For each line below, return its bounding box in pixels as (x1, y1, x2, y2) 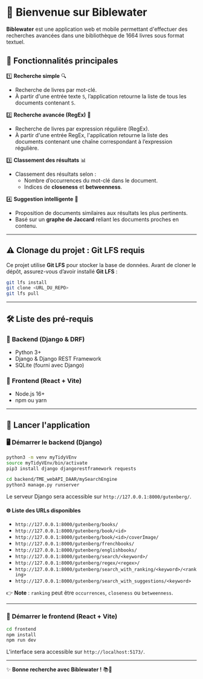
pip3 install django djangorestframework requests (6, 465, 137, 472)
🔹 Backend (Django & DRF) (6, 335, 85, 343)
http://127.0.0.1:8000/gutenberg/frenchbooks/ (14, 541, 135, 547)
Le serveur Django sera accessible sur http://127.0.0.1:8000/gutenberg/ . (6, 493, 192, 500)
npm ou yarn (14, 397, 47, 404)
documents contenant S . (14, 99, 76, 106)
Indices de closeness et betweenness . (24, 183, 123, 190)
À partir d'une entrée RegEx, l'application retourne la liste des (14, 131, 169, 138)
